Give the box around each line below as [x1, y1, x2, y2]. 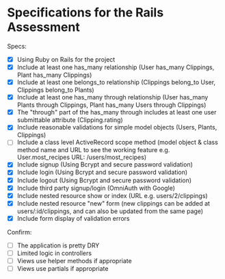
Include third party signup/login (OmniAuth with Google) [16, 184, 176, 192]
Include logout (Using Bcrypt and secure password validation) [16, 176, 192, 184]
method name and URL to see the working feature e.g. [16, 146, 170, 154]
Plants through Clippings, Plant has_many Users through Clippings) [16, 101, 207, 109]
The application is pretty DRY [16, 241, 100, 250]
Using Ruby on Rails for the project [16, 55, 116, 63]
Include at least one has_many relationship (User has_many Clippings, [16, 63, 215, 71]
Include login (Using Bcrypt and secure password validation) [16, 168, 188, 176]
